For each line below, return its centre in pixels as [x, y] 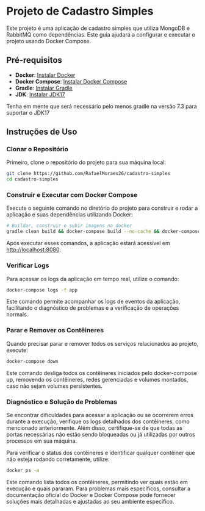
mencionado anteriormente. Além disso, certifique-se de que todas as [95, 427]
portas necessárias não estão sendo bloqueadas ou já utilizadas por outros [101, 434]
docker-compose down [33, 361]
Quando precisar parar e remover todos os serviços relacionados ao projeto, [103, 343]
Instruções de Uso [42, 132]
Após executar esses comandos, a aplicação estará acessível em [88, 243]
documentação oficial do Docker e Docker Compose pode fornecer [91, 495]
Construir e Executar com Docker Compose [72, 195]
